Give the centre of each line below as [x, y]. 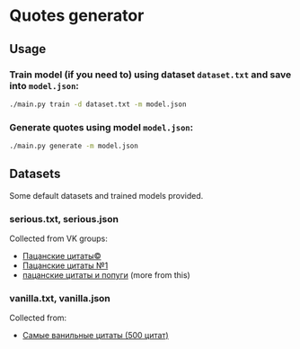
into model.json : [44, 85]
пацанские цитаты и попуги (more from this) [106, 275]
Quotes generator [77, 16]
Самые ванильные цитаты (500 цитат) [95, 336]
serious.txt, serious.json [64, 219]
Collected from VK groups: [58, 238]
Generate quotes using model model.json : [101, 127]
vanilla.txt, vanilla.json [60, 298]
